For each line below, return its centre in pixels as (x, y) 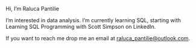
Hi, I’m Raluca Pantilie (33, 9)
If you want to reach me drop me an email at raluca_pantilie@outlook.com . (98, 38)
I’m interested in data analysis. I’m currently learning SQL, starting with (93, 20)
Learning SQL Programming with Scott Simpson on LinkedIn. (81, 27)
